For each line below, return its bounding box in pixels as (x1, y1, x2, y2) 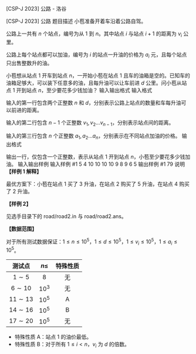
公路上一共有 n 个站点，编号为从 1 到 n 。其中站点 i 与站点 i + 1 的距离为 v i (6, 30, 183, 38)
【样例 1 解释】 (6, 168, 42, 175)
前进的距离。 (11, 106, 42, 113)
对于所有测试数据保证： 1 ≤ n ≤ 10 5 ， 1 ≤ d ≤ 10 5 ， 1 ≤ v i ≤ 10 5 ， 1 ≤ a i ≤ (6, 237, 178, 246)
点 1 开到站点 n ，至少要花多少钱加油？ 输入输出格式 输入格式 (6, 86, 153, 93)
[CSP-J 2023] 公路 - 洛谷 (6, 5, 67, 12)
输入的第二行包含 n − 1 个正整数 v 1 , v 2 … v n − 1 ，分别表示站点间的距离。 (6, 119, 174, 128)
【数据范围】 (6, 225, 37, 232)
